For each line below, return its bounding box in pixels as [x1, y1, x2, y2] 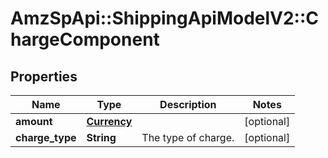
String [86, 131, 117, 144]
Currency [86, 115, 133, 128]
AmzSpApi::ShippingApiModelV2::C [10, 7, 320, 30]
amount [15, 115, 53, 128]
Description [159, 98, 217, 111]
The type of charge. [141, 131, 235, 144]
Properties [10, 68, 78, 85]
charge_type [15, 131, 77, 144]
